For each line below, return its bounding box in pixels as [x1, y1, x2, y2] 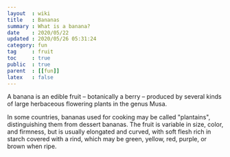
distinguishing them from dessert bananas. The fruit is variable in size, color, [7, 121, 224, 129]
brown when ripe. [7, 142, 57, 151]
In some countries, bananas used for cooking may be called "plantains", [7, 113, 211, 121]
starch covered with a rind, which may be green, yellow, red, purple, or [7, 135, 207, 143]
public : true [7, 61, 51, 68]
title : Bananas [7, 16, 60, 23]
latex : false [7, 73, 54, 81]
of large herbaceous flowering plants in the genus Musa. [7, 100, 168, 108]
